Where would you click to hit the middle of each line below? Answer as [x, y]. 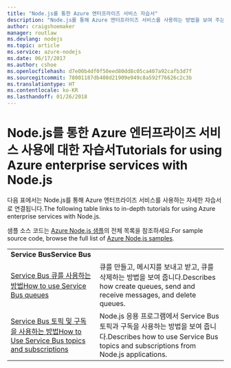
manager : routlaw [32, 33]
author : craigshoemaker [41, 26]
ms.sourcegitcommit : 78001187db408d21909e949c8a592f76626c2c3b [100, 78]
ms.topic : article [33, 45]
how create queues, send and [147, 286]
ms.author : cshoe [32, 65]
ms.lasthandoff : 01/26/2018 [47, 97]
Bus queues [30, 295]
